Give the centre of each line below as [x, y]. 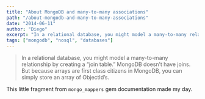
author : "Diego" [27, 29]
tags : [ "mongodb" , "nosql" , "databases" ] [60, 40]
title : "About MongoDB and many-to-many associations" [77, 12]
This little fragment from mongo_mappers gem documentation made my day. [99, 89]
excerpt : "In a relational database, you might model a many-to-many [97, 35]
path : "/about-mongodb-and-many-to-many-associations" [77, 18]
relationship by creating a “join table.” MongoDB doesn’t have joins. [106, 64]
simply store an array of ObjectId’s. [65, 77]
